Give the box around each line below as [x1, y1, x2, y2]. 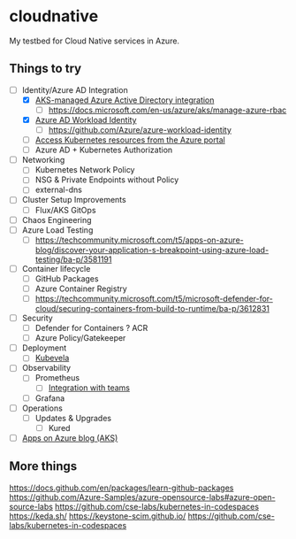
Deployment [21, 343, 67, 353]
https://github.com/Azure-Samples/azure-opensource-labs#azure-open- [9, 491, 276, 502]
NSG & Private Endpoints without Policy [34, 174, 179, 185]
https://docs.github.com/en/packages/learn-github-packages [9, 482, 234, 493]
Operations [21, 403, 64, 413]
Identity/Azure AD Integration [21, 84, 128, 95]
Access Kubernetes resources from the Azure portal [34, 135, 225, 145]
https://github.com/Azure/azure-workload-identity [48, 125, 232, 135]
